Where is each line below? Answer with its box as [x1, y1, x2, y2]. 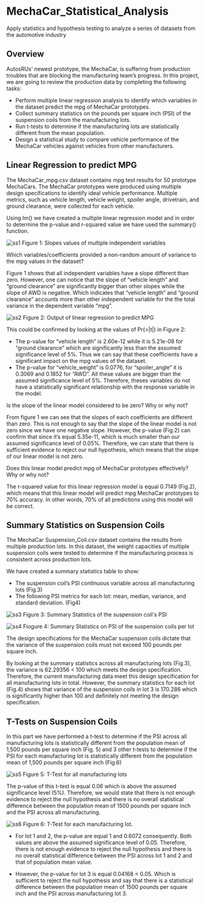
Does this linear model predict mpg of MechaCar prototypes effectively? [6, 464, 188, 471]
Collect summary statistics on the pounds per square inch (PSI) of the [15, 109, 192, 117]
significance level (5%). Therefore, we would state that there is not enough [6, 789, 195, 796]
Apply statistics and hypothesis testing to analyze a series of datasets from [6, 25, 196, 32]
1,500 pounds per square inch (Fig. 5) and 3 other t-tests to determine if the [6, 746, 198, 753]
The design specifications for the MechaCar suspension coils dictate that [6, 634, 191, 642]
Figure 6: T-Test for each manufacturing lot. [23, 820, 133, 828]
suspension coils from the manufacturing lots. [15, 116, 132, 123]
